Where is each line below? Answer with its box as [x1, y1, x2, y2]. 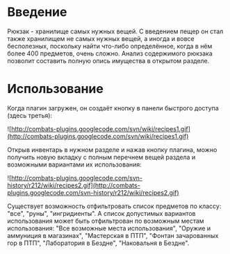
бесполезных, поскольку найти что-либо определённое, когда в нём [7, 42, 213, 50]
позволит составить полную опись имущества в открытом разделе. [7, 56, 210, 65]
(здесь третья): [7, 111, 53, 119]
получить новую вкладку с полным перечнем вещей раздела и [7, 153, 196, 161]
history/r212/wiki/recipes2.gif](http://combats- [7, 181, 140, 189]
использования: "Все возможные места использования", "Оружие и [7, 223, 211, 232]
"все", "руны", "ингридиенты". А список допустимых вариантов [7, 209, 196, 217]
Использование [7, 81, 104, 97]
